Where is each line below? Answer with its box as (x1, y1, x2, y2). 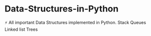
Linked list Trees (4, 26, 38, 32)
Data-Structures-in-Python (4, 3, 119, 14)
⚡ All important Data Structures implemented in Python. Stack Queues (4, 19, 146, 25)
